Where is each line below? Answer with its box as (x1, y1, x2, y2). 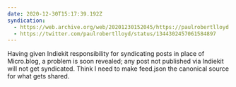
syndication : (7, 17, 46, 24)
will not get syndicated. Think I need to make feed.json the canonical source (7, 64, 230, 73)
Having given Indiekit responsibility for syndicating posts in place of (7, 50, 205, 58)
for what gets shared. (7, 72, 70, 81)
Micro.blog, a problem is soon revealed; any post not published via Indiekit (7, 57, 224, 66)
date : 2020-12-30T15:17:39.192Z (7, 10, 102, 18)
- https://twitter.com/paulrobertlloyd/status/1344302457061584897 (13, 30, 217, 37)
